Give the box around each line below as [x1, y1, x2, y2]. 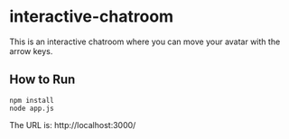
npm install [9, 96, 54, 105]
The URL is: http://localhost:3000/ [9, 119, 136, 130]
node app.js [9, 104, 54, 113]
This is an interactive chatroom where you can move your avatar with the [9, 36, 281, 47]
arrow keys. [9, 45, 53, 56]
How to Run [9, 72, 76, 88]
